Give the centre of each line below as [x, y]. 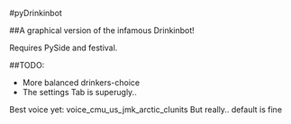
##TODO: [27, 65]
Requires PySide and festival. [64, 48]
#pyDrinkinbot [36, 13]
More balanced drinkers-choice [81, 83]
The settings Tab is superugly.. [79, 92]
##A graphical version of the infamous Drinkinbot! [102, 30]
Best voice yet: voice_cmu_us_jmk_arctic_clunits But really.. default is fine [145, 110]
